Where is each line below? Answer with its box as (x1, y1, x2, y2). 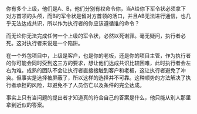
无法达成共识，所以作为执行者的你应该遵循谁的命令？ (11, 20, 140, 26)
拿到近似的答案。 (6, 102, 47, 108)
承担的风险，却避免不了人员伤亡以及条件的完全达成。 (16, 82, 145, 88)
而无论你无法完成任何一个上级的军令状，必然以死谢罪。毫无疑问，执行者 (6, 32, 181, 39)
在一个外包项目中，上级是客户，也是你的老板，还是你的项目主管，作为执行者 (6, 52, 191, 59)
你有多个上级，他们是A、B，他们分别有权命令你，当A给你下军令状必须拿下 (6, 5, 186, 12)
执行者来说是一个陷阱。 (26, 40, 83, 46)
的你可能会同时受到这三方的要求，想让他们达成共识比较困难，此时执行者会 (6, 59, 186, 66)
